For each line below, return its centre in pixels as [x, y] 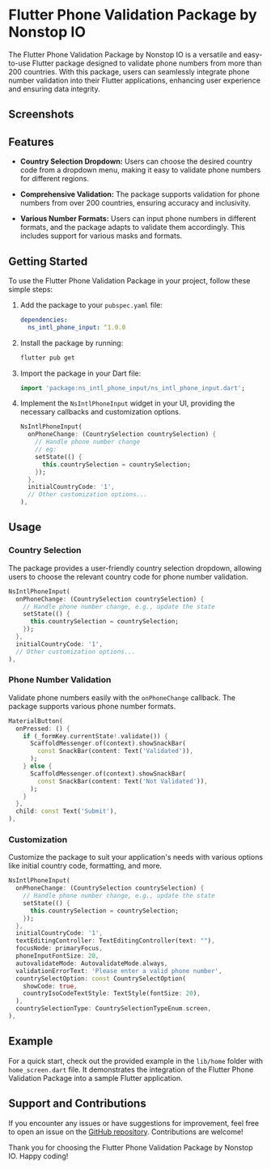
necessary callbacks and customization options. [100, 412]
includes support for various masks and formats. [101, 236]
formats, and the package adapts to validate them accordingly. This [132, 227]
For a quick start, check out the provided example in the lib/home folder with [136, 1061]
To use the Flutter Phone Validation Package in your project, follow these [129, 280]
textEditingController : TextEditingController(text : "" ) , [116, 941]
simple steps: [31, 289]
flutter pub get [47, 358]
